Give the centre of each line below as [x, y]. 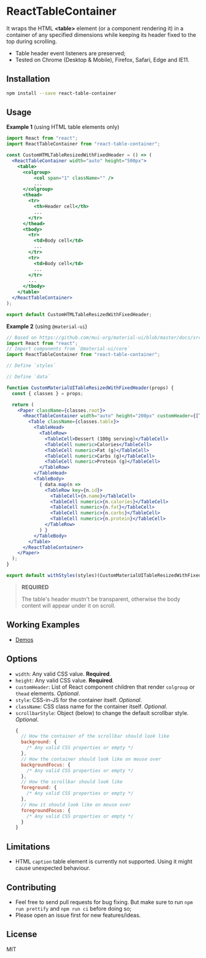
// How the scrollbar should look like [72, 782]
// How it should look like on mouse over [76, 805]
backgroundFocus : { [46, 765]
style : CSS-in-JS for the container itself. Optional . [78, 700]
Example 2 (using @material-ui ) [47, 326]
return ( [23, 404]
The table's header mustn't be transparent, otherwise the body [101, 599]
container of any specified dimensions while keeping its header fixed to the [101, 34]
